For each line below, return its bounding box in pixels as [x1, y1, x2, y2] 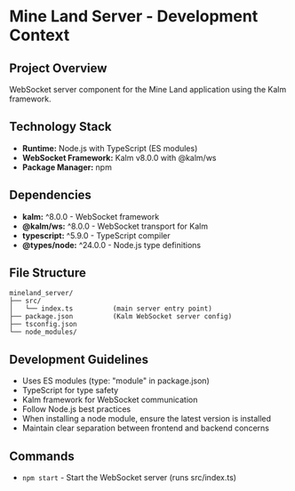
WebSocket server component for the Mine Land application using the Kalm [9, 85, 287, 94]
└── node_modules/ [9, 327, 77, 337]
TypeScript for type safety [21, 385, 119, 396]
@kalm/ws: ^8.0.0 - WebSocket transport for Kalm [21, 221, 209, 231]
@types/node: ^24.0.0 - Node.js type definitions [21, 239, 202, 250]
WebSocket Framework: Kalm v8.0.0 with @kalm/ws [21, 152, 217, 163]
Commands [9, 448, 76, 463]
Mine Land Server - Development [9, 6, 259, 27]
